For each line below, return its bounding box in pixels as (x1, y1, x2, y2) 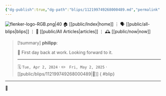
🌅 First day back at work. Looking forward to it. (17, 49, 113, 55)
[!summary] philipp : (17, 40, 58, 46)
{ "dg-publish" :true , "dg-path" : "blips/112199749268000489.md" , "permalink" (5, 7, 161, 12)
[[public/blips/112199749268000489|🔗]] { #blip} (17, 71, 115, 77)
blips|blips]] (5, 28, 30, 34)
